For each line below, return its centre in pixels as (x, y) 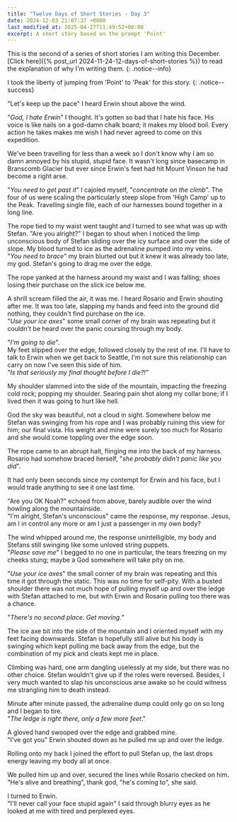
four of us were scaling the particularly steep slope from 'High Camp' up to (117, 197)
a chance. (22, 604)
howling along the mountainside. (55, 509)
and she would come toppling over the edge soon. (81, 438)
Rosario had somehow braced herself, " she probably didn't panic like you (114, 459)
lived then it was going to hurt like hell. (63, 401)
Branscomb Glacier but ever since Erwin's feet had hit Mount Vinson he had (118, 169)
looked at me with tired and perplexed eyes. (71, 811)
